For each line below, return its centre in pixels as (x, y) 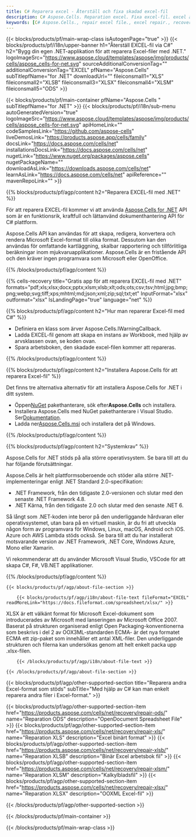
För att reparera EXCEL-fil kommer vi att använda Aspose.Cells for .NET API (97, 210)
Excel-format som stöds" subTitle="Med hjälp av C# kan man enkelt (87, 689)
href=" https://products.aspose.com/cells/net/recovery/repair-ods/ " (87, 713)
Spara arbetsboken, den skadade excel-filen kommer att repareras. (95, 347)
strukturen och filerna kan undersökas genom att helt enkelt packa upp (91, 645)
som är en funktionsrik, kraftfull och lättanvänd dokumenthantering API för (95, 216)
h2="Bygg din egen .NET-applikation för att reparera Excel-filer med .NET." (96, 52)
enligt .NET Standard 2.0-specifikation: (96, 482)
